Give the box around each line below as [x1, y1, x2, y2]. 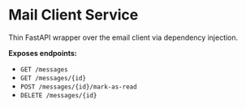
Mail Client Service [8, 6, 139, 24]
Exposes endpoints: [8, 48, 77, 58]
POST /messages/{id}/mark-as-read [19, 83, 137, 91]
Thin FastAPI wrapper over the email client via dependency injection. [8, 32, 239, 42]
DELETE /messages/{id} [19, 91, 97, 99]
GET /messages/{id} [19, 74, 87, 82]
